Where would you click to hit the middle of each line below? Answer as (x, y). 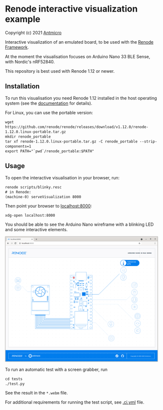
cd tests (14, 379)
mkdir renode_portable (28, 137)
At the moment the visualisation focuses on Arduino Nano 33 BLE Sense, (78, 56)
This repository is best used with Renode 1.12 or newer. (60, 71)
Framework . (17, 47)
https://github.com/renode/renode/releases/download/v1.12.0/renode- (77, 127)
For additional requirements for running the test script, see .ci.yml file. (75, 402)
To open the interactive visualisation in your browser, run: (62, 177)
